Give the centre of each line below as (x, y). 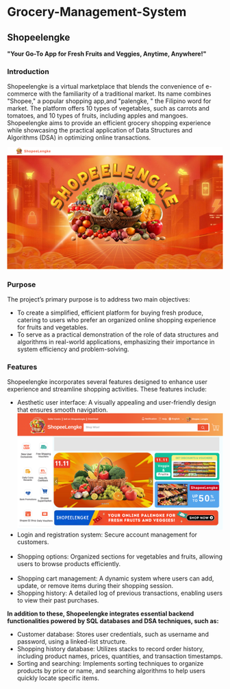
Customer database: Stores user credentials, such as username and (113, 634)
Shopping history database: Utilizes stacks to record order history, (111, 648)
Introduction (28, 71)
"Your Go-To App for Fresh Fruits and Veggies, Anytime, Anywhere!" (107, 54)
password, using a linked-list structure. (72, 641)
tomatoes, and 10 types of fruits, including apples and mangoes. (98, 116)
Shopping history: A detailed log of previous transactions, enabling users (120, 593)
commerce (22, 94)
